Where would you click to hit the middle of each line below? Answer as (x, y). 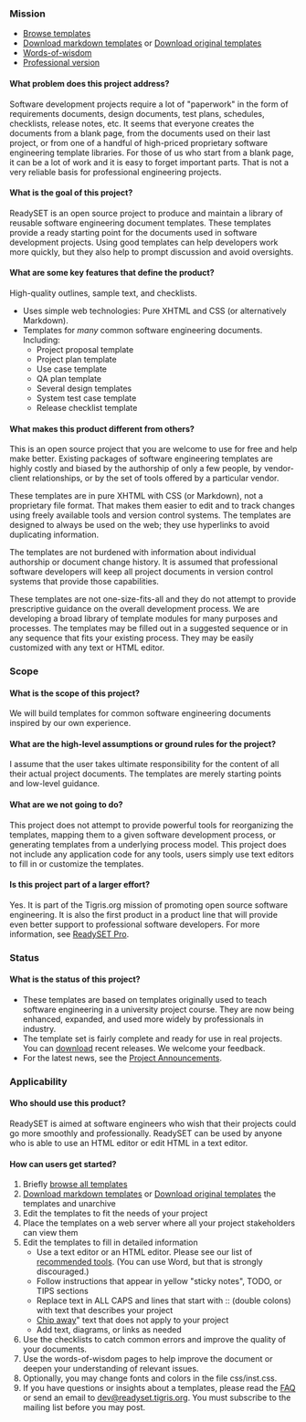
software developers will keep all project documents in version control (142, 572)
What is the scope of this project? (74, 693)
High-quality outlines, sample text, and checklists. (104, 293)
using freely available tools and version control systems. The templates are (150, 515)
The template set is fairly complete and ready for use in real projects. (153, 1038)
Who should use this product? (68, 1103)
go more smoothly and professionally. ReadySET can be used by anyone (146, 1133)
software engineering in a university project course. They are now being (158, 1009)
